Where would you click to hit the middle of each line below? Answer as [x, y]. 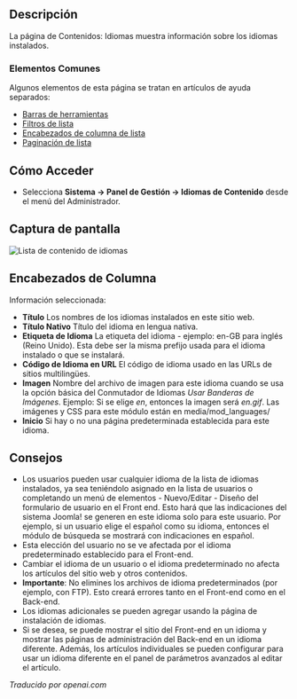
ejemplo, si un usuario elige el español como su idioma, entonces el [145, 526]
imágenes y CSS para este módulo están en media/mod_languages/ [146, 411]
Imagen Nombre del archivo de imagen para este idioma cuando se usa [152, 383]
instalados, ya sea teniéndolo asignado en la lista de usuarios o [137, 489]
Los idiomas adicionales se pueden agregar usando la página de [140, 611]
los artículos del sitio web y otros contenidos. [105, 573]
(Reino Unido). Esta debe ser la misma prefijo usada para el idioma [144, 345]
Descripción [43, 15]
